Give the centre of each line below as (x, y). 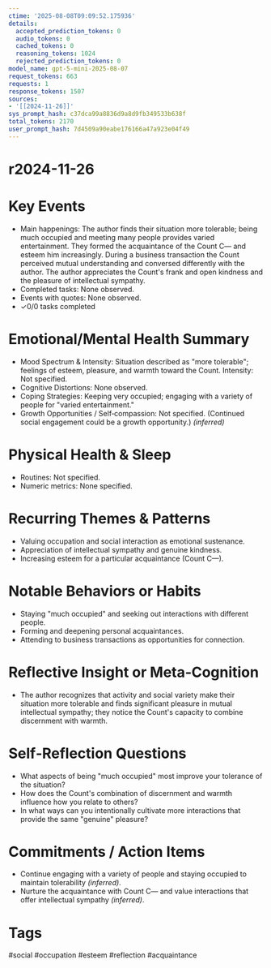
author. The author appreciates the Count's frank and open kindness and (142, 272)
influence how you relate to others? (79, 802)
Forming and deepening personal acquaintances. (102, 630)
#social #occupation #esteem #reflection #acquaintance (103, 955)
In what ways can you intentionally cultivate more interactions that (130, 810)
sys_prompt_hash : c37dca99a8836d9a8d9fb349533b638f (97, 114)
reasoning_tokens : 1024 (55, 54)
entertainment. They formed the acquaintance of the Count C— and (133, 246)
